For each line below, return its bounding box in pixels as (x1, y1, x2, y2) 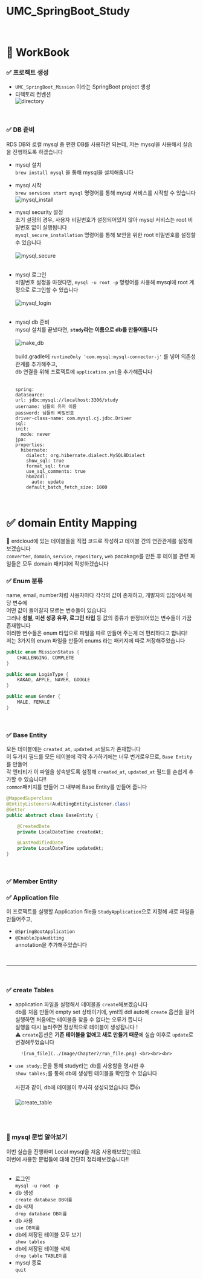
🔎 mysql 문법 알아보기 (6, 1133, 68, 1141)
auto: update (31, 479, 65, 485)
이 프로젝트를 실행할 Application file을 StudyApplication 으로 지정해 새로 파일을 (6, 908, 195, 915)
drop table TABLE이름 (14, 1253, 68, 1259)
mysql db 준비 (14, 318, 50, 326)
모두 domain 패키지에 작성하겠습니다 (22, 559, 109, 567)
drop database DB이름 (14, 1211, 68, 1217)
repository (74, 553, 103, 559)
